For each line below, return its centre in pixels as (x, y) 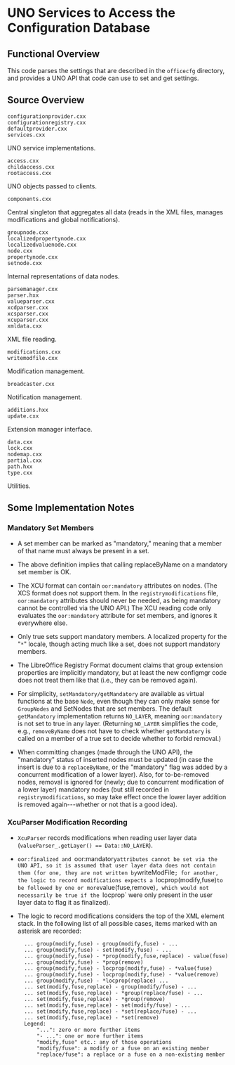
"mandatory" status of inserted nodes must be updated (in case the (115, 759)
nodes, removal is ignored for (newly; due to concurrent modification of (121, 782)
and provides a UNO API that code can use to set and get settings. (103, 78)
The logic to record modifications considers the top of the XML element (121, 916)
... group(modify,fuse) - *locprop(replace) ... (96, 981)
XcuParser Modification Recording (67, 822)
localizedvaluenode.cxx (42, 245)
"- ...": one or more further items (90, 1036)
